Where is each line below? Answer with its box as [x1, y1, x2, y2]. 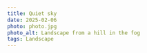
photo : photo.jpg [7, 23, 57, 30]
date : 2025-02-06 [7, 17, 57, 23]
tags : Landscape [7, 36, 54, 43]
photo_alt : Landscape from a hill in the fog [7, 29, 140, 36]
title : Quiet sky [7, 10, 57, 17]
